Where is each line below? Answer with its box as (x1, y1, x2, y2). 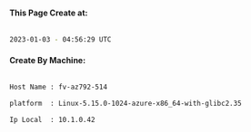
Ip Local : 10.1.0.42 (9, 116, 95, 125)
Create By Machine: (9, 54, 86, 65)
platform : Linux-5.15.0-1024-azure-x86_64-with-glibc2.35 (9, 99, 243, 108)
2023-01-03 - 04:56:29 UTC (9, 35, 112, 44)
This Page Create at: (9, 7, 88, 18)
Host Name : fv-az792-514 (9, 82, 107, 92)
